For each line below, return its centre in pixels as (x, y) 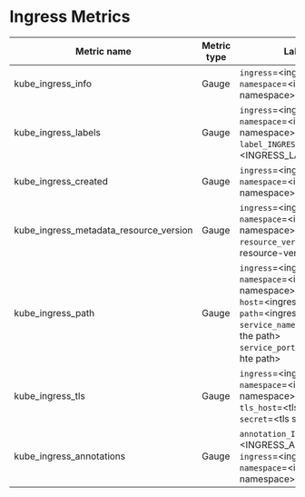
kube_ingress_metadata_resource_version (103, 230)
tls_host (258, 408)
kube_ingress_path (54, 313)
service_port (267, 348)
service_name (267, 325)
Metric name (103, 51)
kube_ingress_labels (58, 132)
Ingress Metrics (70, 17)
